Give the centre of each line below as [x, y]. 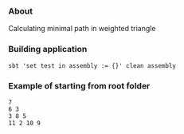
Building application [48, 49]
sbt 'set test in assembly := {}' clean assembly [92, 65]
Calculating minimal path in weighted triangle [82, 29]
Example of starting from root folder [79, 85]
